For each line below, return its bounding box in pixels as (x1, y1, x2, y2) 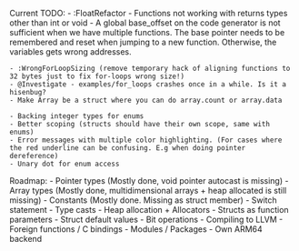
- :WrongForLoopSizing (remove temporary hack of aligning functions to (9, 64, 291, 73)
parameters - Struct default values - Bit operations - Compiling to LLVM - (9, 214, 284, 225)
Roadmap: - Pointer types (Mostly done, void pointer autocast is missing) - (9, 176, 289, 186)
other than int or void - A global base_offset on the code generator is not (9, 17, 281, 28)
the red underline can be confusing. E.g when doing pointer (9, 144, 246, 153)
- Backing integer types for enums (9, 112, 145, 121)
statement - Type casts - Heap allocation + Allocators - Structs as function (9, 205, 289, 215)
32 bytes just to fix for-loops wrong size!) (9, 72, 184, 81)
